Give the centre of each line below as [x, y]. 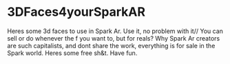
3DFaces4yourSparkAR [76, 12]
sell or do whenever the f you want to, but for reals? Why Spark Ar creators [114, 38]
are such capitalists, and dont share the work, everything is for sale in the [111, 45]
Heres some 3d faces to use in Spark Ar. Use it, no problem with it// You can [115, 31]
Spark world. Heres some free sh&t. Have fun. [72, 53]
